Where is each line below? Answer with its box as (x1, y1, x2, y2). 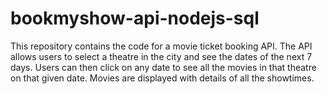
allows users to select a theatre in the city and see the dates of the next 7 (10, 50, 313, 62)
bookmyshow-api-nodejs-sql (10, 7, 260, 30)
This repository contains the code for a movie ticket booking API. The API (10, 40, 313, 52)
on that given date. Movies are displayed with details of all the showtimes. (10, 72, 315, 84)
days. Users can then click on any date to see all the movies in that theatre (10, 61, 317, 73)
